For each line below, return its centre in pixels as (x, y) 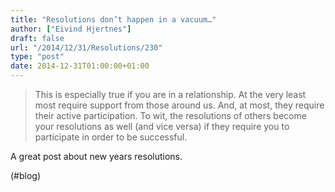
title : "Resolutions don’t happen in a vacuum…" (113, 19)
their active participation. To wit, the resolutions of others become (170, 115)
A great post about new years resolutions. (96, 156)
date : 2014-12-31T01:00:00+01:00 (80, 66)
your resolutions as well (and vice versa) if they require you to (162, 126)
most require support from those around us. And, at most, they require (179, 105)
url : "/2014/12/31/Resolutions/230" (86, 47)
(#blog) (26, 175)
